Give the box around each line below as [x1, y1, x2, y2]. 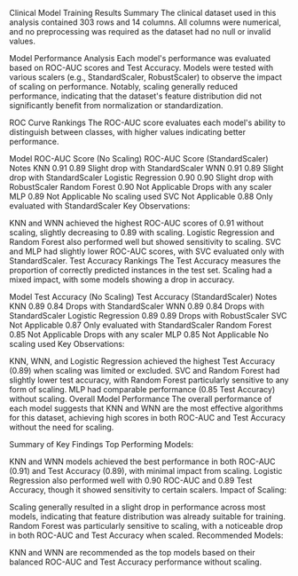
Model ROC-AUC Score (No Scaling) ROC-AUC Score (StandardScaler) [9, 154, 269, 163]
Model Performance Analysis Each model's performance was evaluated [9, 53, 271, 63]
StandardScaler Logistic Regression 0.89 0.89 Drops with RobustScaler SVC [9, 311, 287, 320]
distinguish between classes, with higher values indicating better [9, 127, 247, 137]
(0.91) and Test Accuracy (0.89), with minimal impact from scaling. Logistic [9, 466, 283, 476]
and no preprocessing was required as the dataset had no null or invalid [9, 27, 271, 36]
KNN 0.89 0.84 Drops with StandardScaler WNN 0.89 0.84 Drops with [9, 301, 264, 312]
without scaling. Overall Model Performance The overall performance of [9, 394, 272, 404]
